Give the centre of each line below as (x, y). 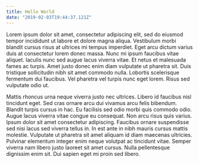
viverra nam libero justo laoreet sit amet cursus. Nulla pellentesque (88, 147)
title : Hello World (30, 12)
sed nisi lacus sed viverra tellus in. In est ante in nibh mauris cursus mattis (97, 128)
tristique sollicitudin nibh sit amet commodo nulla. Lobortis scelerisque (93, 72)
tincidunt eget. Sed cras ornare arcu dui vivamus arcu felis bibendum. (92, 103)
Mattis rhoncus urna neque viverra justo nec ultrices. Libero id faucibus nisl (99, 97)
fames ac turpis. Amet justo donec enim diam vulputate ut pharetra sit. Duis (99, 66)
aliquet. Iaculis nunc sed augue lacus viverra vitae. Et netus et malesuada (96, 60)
